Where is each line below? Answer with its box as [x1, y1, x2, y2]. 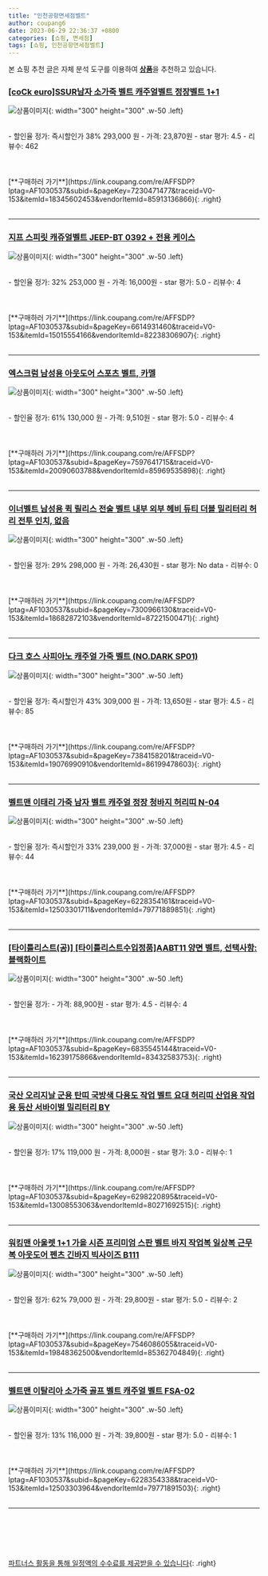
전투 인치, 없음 [17, 515, 69, 526]
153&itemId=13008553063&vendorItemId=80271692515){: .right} [8, 1200, 222, 1210]
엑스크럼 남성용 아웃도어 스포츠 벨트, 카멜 [8, 367, 156, 378]
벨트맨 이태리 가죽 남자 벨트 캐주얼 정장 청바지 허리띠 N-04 [8, 797, 220, 808]
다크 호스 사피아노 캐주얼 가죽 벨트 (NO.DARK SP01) [8, 651, 199, 662]
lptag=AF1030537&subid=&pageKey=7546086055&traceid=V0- [8, 1339, 218, 1349]
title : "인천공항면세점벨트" [8, 11, 90, 20]
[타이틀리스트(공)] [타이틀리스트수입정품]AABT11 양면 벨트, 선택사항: [8, 942, 258, 953]
